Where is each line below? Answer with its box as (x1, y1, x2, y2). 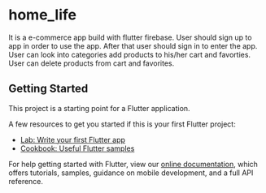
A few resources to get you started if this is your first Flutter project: (8, 119, 236, 129)
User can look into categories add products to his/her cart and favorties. (8, 49, 251, 59)
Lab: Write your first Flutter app (20, 135, 126, 144)
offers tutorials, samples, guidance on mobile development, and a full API (8, 168, 254, 178)
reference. (8, 176, 43, 186)
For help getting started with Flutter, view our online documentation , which (8, 159, 259, 169)
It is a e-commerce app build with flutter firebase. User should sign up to (8, 32, 252, 42)
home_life (8, 6, 77, 24)
